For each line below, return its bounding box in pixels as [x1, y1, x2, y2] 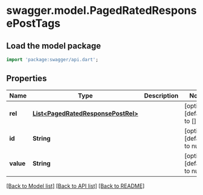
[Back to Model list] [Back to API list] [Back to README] [6, 182, 145, 190]
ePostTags [6, 16, 61, 30]
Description [144, 91, 179, 100]
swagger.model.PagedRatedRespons [6, 4, 197, 18]
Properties [6, 73, 47, 84]
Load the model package [6, 41, 101, 51]
